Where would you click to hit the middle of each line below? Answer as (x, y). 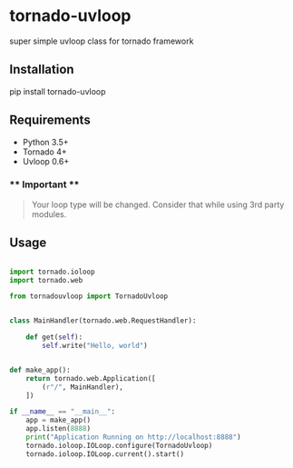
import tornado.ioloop (52, 272)
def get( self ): (54, 337)
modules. (49, 214)
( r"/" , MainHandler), (83, 387)
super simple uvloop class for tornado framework (102, 41)
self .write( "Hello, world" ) (95, 346)
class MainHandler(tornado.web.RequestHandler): (103, 321)
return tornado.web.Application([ (91, 378)
